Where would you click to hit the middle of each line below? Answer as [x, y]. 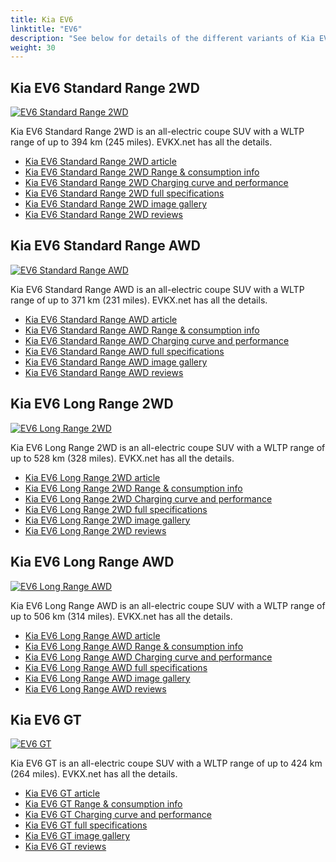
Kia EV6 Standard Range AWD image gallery [116, 362]
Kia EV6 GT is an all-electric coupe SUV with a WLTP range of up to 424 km [166, 763]
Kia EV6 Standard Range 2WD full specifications [124, 193]
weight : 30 [33, 47]
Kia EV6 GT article [62, 793]
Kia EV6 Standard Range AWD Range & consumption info [142, 330]
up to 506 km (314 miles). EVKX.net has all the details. [121, 616]
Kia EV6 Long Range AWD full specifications [116, 667]
